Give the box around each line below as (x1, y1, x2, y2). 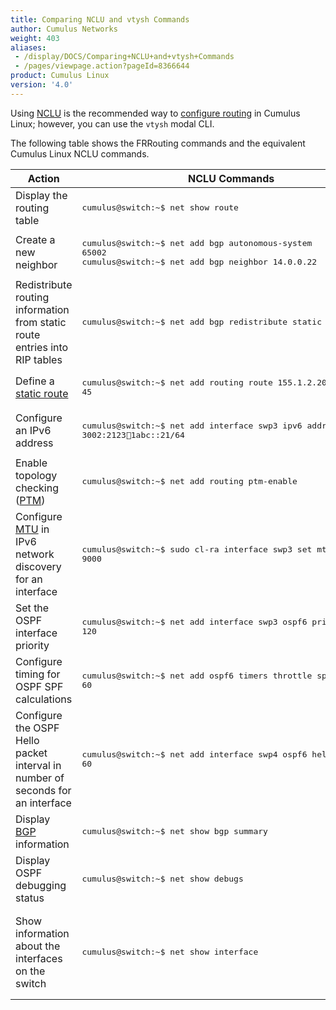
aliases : (10, 42, 47, 53)
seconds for (15, 783, 72, 797)
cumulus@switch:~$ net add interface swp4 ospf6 (81, 749, 308, 760)
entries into (15, 340, 69, 354)
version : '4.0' (10, 80, 74, 90)
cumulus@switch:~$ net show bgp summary (81, 826, 268, 837)
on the (15, 964, 46, 978)
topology (15, 468, 58, 482)
